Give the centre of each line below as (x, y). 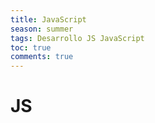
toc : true (31, 47)
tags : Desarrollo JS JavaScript (77, 38)
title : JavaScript (48, 19)
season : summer (42, 29)
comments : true (42, 57)
